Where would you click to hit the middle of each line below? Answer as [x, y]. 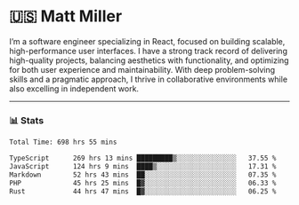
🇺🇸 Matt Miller [66, 16]
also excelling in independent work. [74, 88]
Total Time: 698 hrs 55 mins [63, 142]
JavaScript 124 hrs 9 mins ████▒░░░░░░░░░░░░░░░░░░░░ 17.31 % [143, 166]
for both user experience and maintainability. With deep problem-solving [142, 69]
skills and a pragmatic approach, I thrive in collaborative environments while [148, 79]
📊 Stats [27, 120]
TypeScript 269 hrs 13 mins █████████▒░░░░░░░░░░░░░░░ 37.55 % [143, 158]
